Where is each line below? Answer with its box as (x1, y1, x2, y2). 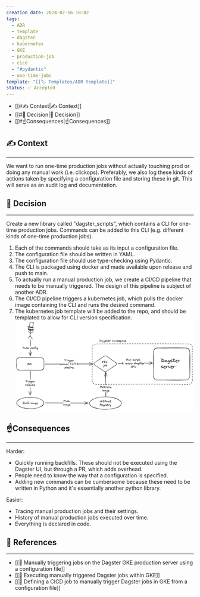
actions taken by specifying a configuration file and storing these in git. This (6, 175, 192, 182)
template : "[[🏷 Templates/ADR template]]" (6, 79, 115, 85)
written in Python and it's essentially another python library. (14, 484, 161, 492)
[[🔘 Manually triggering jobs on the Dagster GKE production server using (14, 559, 193, 566)
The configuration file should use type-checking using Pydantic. (14, 257, 173, 264)
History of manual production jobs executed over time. (14, 514, 149, 521)
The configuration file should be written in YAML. (14, 250, 135, 257)
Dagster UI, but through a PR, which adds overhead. (14, 465, 143, 472)
